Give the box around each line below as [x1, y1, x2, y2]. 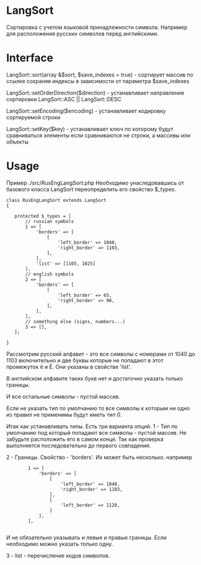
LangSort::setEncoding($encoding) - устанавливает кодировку [6, 107, 166, 115]
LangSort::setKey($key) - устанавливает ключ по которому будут [6, 125, 174, 133]
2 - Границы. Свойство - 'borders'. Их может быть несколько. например [6, 453, 193, 461]
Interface [6, 51, 53, 65]
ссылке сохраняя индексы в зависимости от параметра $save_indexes [6, 77, 190, 84]
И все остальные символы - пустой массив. [6, 393, 121, 400]
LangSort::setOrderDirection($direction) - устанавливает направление [6, 89, 185, 96]
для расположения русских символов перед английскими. [6, 30, 159, 37]
